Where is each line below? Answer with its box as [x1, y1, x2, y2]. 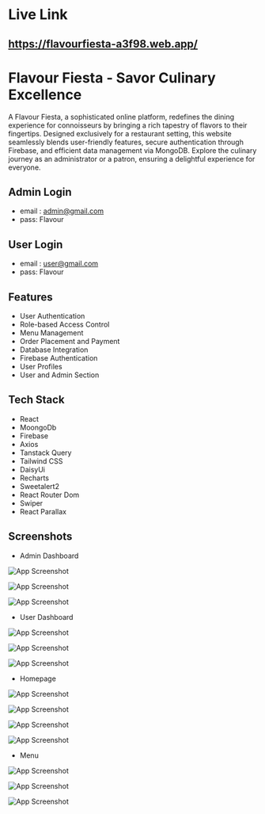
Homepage [19, 674, 57, 683]
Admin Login [8, 185, 73, 199]
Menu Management [19, 327, 84, 338]
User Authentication [19, 311, 85, 320]
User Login [8, 238, 63, 251]
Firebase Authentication [19, 353, 98, 362]
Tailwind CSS [19, 456, 63, 465]
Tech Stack [8, 393, 65, 407]
